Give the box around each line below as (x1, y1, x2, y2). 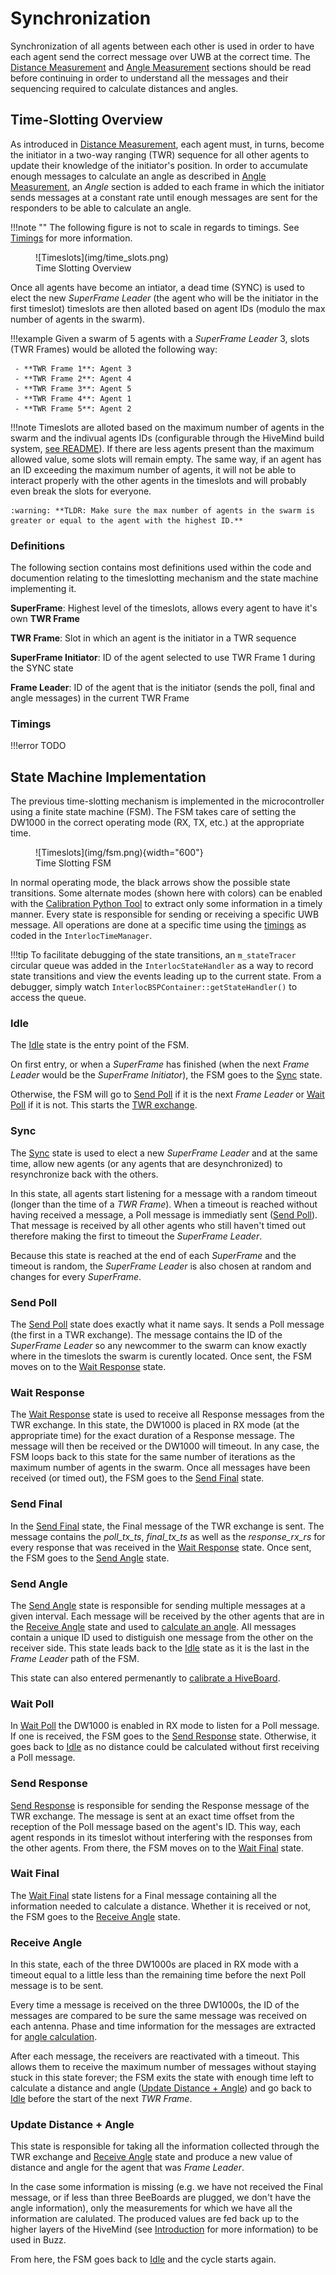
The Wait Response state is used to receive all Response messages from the (10, 1408, 325, 1421)
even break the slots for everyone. (10, 485, 152, 497)
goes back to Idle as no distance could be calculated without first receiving (10, 1741, 320, 1753)
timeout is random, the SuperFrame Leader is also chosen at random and (10, 1260, 312, 1272)
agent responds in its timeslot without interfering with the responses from (10, 1831, 313, 1843)
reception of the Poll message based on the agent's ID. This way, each (10, 1820, 301, 1832)
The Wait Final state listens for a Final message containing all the (10, 1889, 277, 1901)
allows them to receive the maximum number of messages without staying (10, 2061, 317, 2073)
